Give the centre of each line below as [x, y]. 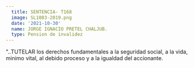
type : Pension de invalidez [47, 35]
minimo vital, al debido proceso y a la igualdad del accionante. [84, 58]
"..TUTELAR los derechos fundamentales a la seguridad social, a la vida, [97, 52]
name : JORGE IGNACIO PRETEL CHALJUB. [60, 29]
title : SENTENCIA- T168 [41, 12]
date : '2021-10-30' [36, 23]
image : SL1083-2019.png [41, 18]
